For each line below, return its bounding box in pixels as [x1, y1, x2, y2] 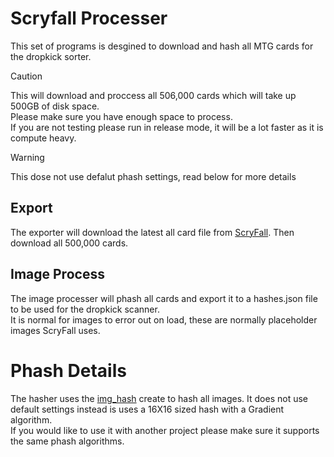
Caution [10, 70, 43, 82]
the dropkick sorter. [10, 50, 92, 62]
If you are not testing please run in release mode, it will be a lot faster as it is [10, 121, 324, 133]
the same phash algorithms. [10, 435, 125, 447]
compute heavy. [10, 132, 77, 144]
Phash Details [10, 359, 127, 382]
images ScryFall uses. [10, 324, 101, 336]
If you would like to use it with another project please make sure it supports [10, 424, 320, 436]
